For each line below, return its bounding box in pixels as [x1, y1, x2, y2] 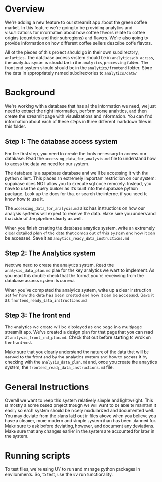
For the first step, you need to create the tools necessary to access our [5, 150, 147, 156]
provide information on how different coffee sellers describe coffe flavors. [5, 40, 152, 46]
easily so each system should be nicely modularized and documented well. [5, 408, 155, 414]
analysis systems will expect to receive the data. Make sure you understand [5, 210, 156, 216]
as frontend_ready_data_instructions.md [5, 297, 87, 303]
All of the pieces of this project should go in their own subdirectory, [5, 49, 139, 55]
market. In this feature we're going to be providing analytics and [5, 24, 133, 30]
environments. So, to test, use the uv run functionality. [5, 471, 113, 478]
